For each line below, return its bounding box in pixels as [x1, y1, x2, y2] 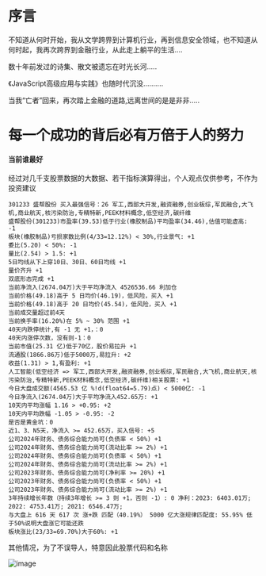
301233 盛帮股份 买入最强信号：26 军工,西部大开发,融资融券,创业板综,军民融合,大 [8, 201, 248, 209]
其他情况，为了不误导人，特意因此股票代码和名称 [8, 543, 168, 552]
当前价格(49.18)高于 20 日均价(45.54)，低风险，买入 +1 [8, 301, 177, 309]
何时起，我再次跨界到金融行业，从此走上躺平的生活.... [8, 44, 184, 54]
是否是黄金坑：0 [8, 418, 54, 427]
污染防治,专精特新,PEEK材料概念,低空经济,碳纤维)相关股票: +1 [8, 376, 190, 385]
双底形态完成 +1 [8, 275, 55, 283]
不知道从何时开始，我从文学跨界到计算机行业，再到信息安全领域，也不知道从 [8, 35, 258, 44]
